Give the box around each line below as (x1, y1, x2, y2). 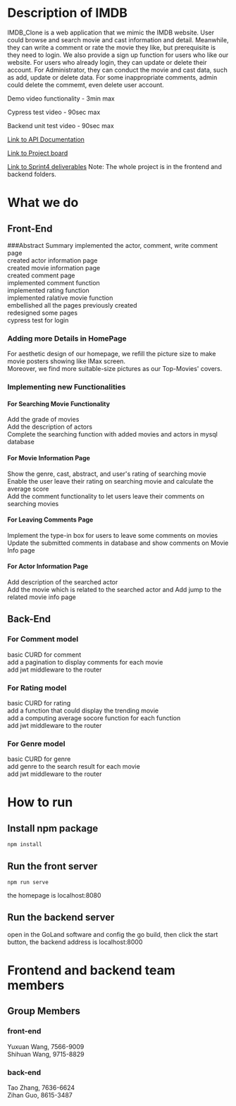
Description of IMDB (7, 5, 128, 21)
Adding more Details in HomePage (7, 333, 127, 343)
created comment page (7, 271, 75, 279)
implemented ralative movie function (7, 294, 113, 302)
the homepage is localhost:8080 (7, 891, 101, 900)
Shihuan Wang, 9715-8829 (7, 1050, 85, 1058)
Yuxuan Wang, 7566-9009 (7, 1042, 85, 1050)
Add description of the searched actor (7, 577, 118, 586)
